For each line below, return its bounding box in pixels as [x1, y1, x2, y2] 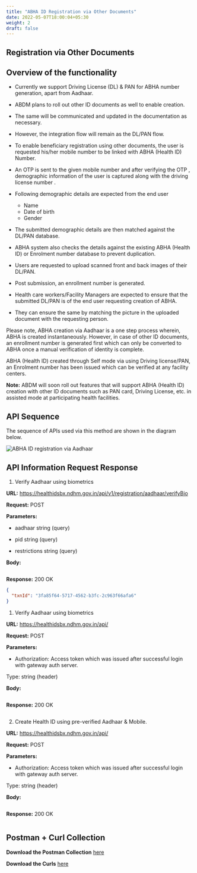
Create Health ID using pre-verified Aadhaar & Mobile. [14, 718, 147, 725]
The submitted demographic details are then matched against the [14, 226, 175, 233]
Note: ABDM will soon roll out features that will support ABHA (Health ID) [6, 381, 185, 389]
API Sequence [6, 411, 60, 421]
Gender [23, 215, 43, 222]
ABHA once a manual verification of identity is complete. [6, 346, 144, 353]
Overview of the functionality [6, 68, 117, 78]
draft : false [6, 25, 39, 32]
